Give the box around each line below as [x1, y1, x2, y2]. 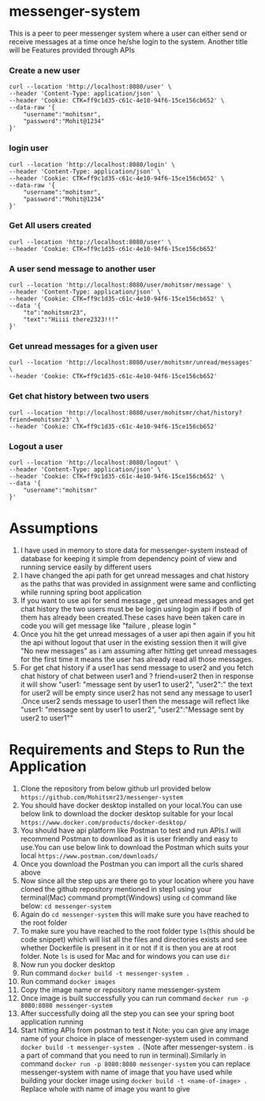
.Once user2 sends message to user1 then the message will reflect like [20, 696, 250, 706]
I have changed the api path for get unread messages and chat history [20, 571, 249, 580]
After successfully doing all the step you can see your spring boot [20, 1009, 235, 1018]
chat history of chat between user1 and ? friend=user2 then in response [20, 671, 254, 680]
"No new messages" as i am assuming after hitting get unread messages [20, 646, 257, 655]
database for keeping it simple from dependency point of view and [20, 553, 237, 563]
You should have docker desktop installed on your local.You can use [20, 800, 243, 810]
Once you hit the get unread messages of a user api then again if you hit [20, 629, 256, 639]
